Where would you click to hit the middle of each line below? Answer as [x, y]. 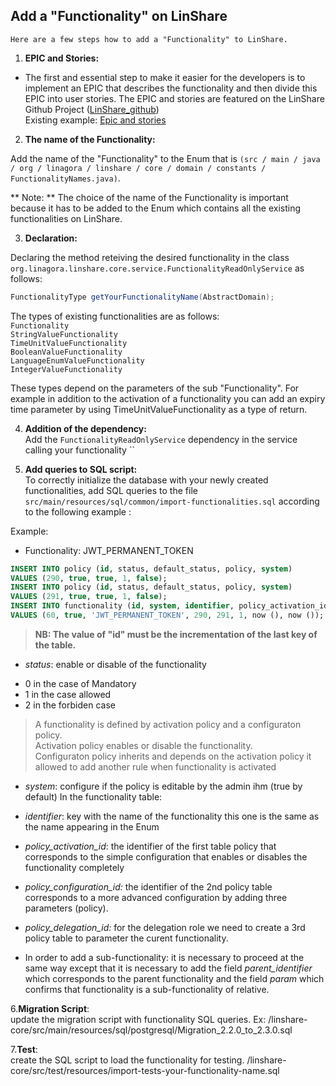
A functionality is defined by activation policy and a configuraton [168, 724]
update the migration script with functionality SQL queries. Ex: [138, 1019]
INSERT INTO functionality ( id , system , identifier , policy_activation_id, [171, 606]
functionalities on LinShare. [66, 218]
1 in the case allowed [68, 694]
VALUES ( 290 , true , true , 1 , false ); [89, 578]
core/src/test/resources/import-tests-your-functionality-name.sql [145, 1070]
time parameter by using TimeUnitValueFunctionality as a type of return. [159, 409]
